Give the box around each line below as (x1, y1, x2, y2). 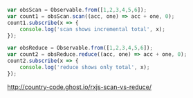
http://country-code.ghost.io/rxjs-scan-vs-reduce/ (7, 83, 152, 91)
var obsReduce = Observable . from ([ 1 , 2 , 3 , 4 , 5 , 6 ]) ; (7, 45, 154, 52)
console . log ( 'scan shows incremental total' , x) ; (19, 26, 166, 32)
